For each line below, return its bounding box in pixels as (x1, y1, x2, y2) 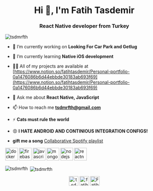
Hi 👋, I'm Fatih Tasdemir (34, 5, 134, 16)
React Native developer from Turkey (39, 23, 129, 30)
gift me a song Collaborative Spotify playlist (12, 138, 103, 144)
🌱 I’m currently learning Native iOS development (12, 53, 114, 59)
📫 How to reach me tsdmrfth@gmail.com (12, 104, 101, 110)
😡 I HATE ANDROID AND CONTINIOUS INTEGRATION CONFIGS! (12, 128, 148, 134)
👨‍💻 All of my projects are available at (12, 63, 89, 70)
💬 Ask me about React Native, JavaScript (12, 94, 99, 100)
